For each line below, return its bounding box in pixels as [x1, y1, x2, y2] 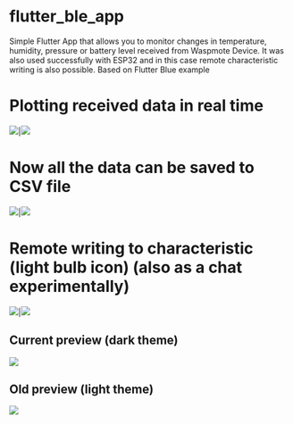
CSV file [9, 177, 71, 197]
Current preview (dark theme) [9, 333, 179, 348]
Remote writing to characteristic [9, 238, 254, 258]
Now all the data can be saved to [9, 158, 255, 178]
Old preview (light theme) [9, 381, 155, 396]
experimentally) [9, 277, 130, 296]
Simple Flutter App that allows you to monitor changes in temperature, [9, 36, 267, 46]
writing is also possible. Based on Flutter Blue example [9, 64, 210, 75]
